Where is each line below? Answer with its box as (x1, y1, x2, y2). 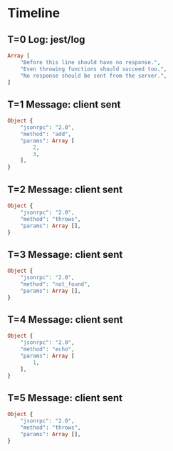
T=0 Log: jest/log (7, 33, 85, 46)
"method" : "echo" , (20, 346, 75, 353)
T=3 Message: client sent (7, 248, 123, 261)
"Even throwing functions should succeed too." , (20, 66, 167, 73)
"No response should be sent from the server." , (20, 72, 167, 79)
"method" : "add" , (20, 130, 72, 138)
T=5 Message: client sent (7, 392, 123, 404)
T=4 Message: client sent (7, 313, 123, 326)
